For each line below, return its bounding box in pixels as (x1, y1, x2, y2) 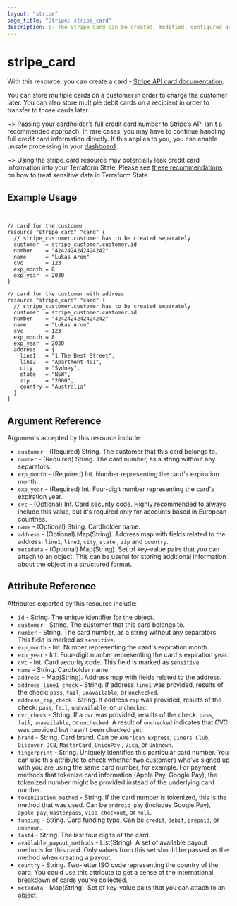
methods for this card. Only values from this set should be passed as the (17, 845, 229, 854)
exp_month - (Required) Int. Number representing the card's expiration (17, 469, 220, 478)
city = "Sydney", (20, 365, 80, 372)
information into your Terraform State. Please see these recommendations (7, 163, 223, 172)
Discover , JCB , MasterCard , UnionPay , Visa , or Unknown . (17, 740, 174, 749)
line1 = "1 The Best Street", (20, 353, 115, 360)
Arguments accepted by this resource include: (7, 433, 142, 442)
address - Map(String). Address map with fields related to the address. (17, 673, 222, 681)
